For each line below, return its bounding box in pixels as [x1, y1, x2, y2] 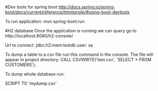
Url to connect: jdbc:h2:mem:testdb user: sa [5, 42, 93, 48]
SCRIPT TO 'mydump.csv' [5, 80, 57, 86]
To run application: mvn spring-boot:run [5, 19, 85, 24]
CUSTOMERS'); [5, 62, 36, 67]
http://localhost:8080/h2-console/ [5, 33, 74, 39]
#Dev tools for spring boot [5, 4, 58, 10]
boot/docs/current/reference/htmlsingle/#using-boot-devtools [5, 9, 130, 15]
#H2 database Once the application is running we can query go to [5, 28, 137, 33]
